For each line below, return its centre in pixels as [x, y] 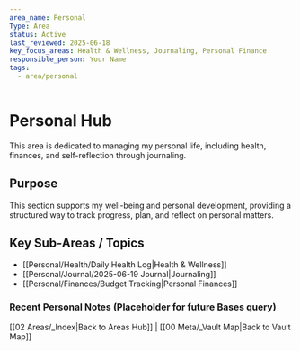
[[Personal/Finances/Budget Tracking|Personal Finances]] [130, 283]
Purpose [34, 184]
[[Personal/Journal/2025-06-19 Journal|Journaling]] [119, 274]
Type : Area [30, 26]
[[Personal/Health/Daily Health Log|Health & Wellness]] [124, 265]
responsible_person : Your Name [68, 59]
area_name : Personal [48, 18]
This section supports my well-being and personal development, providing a [150, 205]
